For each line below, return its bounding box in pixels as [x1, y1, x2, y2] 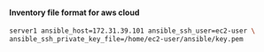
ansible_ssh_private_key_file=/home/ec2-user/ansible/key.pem [9, 35, 244, 44]
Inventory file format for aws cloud [9, 7, 140, 18]
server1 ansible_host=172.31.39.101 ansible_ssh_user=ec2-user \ [9, 26, 255, 35]
